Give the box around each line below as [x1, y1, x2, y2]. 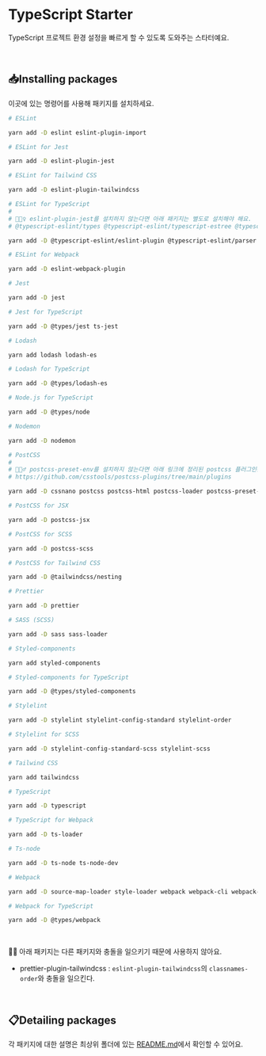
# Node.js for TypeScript [8, 394, 93, 402]
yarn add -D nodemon [8, 437, 77, 444]
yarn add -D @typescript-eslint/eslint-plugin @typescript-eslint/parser [8, 236, 257, 245]
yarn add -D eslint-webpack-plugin [8, 265, 126, 273]
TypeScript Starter [8, 6, 133, 24]
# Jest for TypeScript [8, 307, 83, 316]
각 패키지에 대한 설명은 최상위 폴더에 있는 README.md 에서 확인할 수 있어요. [8, 1039, 244, 1049]
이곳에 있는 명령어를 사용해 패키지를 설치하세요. [8, 98, 154, 108]
